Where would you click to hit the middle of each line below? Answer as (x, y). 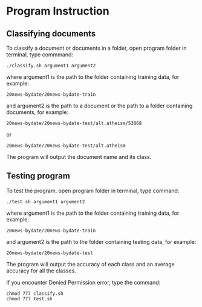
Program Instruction (58, 11)
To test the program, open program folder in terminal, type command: (93, 191)
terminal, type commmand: (40, 55)
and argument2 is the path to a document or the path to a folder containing (99, 106)
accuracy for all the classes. (41, 271)
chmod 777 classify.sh (35, 293)
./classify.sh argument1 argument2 (51, 66)
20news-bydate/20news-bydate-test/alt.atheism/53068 (74, 123)
